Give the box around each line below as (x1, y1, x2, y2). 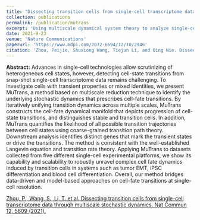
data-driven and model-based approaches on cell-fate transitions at (6, 177, 173, 184)
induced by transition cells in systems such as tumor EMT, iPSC (6, 164, 162, 171)
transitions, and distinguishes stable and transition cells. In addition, (20, 114, 186, 121)
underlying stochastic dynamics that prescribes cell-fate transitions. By (6, 95, 182, 102)
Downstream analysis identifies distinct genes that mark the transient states (6, 133, 192, 140)
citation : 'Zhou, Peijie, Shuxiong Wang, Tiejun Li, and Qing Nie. (6, 47, 177, 53)
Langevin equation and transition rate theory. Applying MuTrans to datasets (6, 145, 191, 152)
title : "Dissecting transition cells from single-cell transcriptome (6, 8, 183, 15)
